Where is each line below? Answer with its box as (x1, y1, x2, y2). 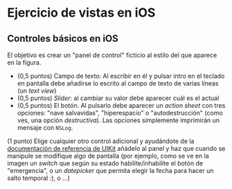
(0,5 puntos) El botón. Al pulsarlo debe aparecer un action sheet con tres (17, 101, 226, 109)
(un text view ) (17, 87, 57, 94)
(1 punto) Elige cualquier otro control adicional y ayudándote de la (7, 137, 195, 145)
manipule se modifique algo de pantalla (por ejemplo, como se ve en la (7, 151, 209, 160)
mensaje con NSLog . (17, 124, 73, 131)
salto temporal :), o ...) (7, 174, 71, 182)
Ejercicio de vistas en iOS (7, 5, 156, 21)
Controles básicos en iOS (7, 33, 119, 44)
